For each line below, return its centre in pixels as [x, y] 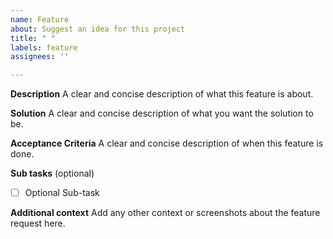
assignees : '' [40, 57]
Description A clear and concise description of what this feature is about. [162, 94]
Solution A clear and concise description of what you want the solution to [162, 113]
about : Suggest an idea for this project [98, 29]
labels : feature [44, 47]
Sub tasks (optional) [52, 173]
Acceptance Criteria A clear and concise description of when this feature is [167, 143]
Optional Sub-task [62, 193]
